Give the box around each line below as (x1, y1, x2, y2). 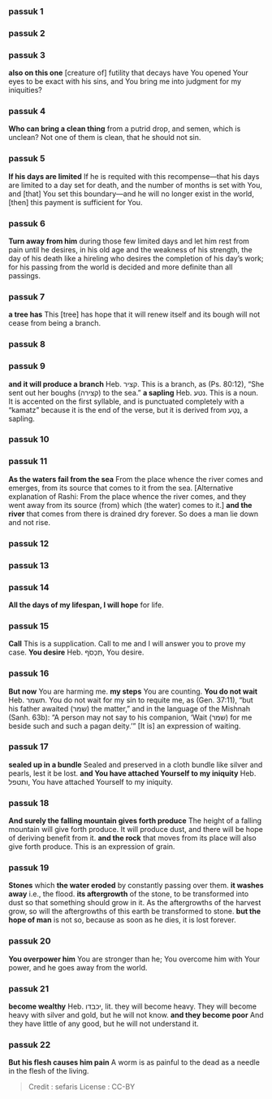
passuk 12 (8, 537, 50, 549)
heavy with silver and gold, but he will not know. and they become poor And (8, 1009, 264, 1019)
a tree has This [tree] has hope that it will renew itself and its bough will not (8, 309, 261, 319)
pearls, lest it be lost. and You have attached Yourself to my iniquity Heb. (8, 768, 257, 778)
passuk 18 (8, 797, 50, 808)
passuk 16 (8, 668, 50, 679)
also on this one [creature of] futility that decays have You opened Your (8, 68, 249, 78)
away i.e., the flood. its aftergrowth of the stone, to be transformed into (8, 889, 249, 899)
